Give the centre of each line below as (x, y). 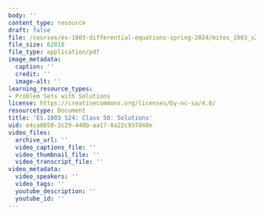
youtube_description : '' (56, 191)
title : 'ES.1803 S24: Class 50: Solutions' (81, 118)
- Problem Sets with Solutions (59, 96)
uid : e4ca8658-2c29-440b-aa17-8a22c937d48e (81, 125)
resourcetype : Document (47, 111)
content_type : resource (47, 23)
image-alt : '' (38, 81)
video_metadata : (35, 169)
